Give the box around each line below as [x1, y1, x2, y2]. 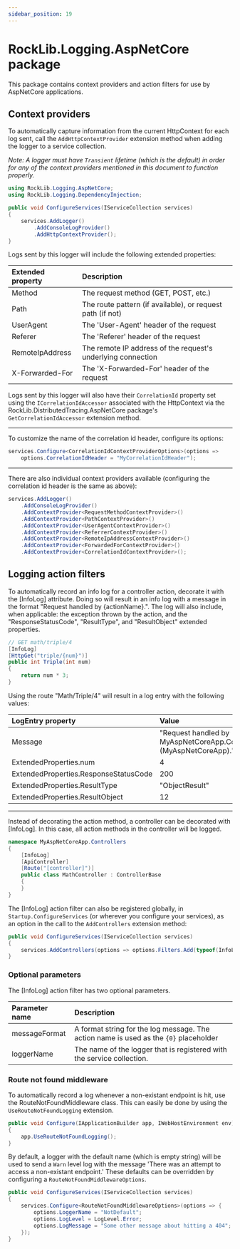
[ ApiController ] [21, 858, 70, 866]
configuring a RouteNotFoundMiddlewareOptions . [8, 1175, 147, 1183]
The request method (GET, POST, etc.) [81, 288, 212, 298]
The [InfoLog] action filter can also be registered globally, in [8, 904, 184, 913]
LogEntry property [11, 715, 76, 725]
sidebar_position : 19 [8, 10, 73, 18]
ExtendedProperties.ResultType [11, 780, 118, 790]
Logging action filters [8, 568, 105, 581]
